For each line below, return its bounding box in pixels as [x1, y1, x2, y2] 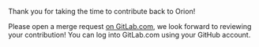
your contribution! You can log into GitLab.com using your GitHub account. [8, 31, 251, 39]
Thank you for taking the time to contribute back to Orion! [8, 7, 196, 16]
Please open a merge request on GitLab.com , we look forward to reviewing [8, 22, 252, 31]
